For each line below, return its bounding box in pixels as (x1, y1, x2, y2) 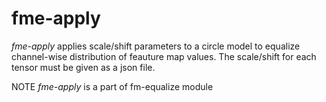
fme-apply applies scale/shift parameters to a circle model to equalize (11, 40, 301, 52)
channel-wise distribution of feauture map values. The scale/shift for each (11, 50, 317, 62)
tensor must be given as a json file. (11, 61, 156, 73)
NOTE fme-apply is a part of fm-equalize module (11, 80, 214, 92)
